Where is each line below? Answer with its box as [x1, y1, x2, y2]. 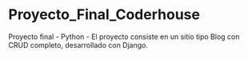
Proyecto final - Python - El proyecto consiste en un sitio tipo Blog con [8, 32, 240, 41]
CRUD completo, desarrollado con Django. [8, 40, 148, 49]
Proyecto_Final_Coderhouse [8, 6, 200, 24]
